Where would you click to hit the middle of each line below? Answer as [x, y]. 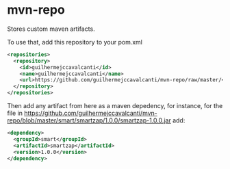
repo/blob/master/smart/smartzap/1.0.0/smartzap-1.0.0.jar [89, 120]
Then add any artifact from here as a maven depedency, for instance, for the [115, 106]
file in [15, 113]
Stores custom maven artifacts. [51, 29]
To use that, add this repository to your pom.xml [75, 42]
